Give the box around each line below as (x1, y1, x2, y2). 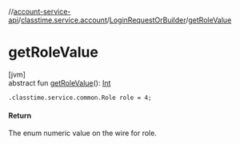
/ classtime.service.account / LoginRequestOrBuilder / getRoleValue (18, 15, 232, 25)
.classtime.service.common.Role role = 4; (8, 94, 152, 102)
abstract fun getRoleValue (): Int (8, 78, 111, 87)
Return (8, 110, 32, 120)
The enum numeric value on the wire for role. (8, 128, 158, 138)
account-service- (13, 7, 71, 16)
